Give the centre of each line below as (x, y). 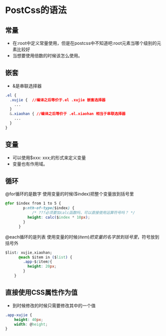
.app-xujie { (19, 315)
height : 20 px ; (42, 267)
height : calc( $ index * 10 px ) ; (59, 218)
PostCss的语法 (36, 10)
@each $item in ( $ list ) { (45, 257)
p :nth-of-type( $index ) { (49, 208)
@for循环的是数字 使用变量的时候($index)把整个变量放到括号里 (70, 194)
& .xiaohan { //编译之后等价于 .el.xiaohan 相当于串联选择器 (68, 114)
